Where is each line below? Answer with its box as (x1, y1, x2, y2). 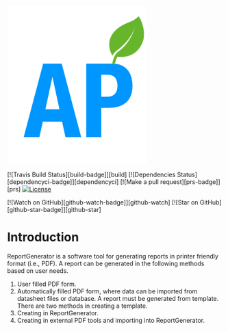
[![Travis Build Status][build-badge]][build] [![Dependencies (7, 170, 176, 178)
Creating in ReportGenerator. (16, 308, 99, 317)
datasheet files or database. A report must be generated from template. (16, 294, 219, 302)
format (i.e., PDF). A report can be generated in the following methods (7, 259, 205, 267)
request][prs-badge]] (160, 178, 220, 186)
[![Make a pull (120, 178, 159, 186)
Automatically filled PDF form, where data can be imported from (16, 287, 198, 295)
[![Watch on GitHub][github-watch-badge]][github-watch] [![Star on (7, 198, 199, 207)
